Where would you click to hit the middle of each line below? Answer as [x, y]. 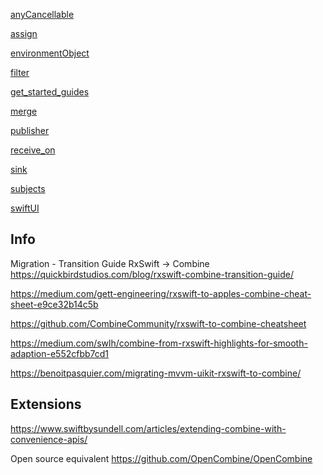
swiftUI [25, 208]
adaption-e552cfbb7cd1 [60, 353]
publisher [30, 130]
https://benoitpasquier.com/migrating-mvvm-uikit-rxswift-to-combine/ [156, 373]
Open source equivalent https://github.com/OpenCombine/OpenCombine [161, 458]
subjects [28, 188]
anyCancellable [42, 14]
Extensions [46, 404]
